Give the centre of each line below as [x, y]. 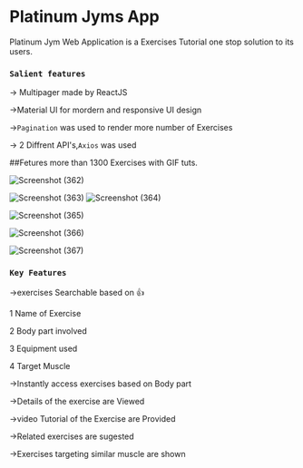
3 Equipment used [44, 348]
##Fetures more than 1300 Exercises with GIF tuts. [103, 163]
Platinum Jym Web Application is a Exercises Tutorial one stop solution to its [152, 42]
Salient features [48, 73]
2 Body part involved [49, 331]
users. [21, 51]
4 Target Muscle [40, 366]
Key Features [38, 273]
